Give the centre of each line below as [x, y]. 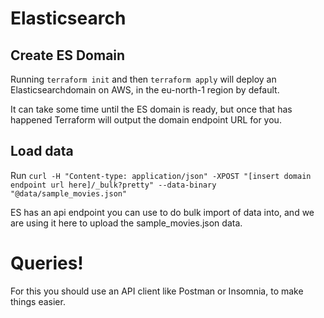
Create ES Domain [68, 55]
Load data [42, 151]
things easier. [38, 301]
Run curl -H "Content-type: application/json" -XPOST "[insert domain [161, 175]
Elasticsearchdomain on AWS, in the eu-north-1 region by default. [145, 90]
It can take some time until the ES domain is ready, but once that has [151, 109]
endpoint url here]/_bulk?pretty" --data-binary [113, 185]
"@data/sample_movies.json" [69, 193]
